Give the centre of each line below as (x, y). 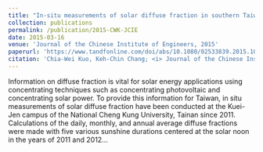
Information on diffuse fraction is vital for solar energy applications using (125, 81)
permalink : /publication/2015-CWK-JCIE (73, 30)
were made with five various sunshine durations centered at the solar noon (129, 131)
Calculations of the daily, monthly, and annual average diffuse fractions (123, 123)
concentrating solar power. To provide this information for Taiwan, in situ (125, 98)
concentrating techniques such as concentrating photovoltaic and (114, 89)
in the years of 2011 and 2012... (58, 139)
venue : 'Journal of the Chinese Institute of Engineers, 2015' (113, 45)
